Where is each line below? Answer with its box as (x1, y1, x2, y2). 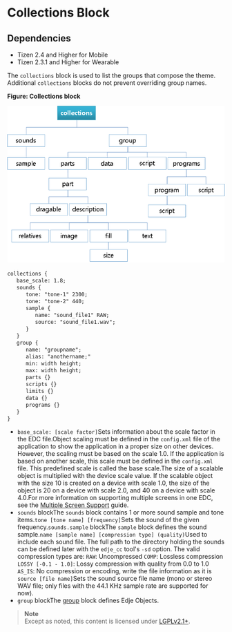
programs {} (25, 402, 60, 409)
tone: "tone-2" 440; (25, 298, 85, 305)
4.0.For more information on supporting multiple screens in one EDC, (17, 494, 213, 502)
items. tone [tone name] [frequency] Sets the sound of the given (17, 516, 200, 524)
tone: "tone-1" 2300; (25, 291, 88, 298)
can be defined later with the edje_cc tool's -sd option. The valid (17, 545, 200, 553)
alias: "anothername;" (25, 354, 91, 361)
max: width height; (25, 367, 81, 374)
